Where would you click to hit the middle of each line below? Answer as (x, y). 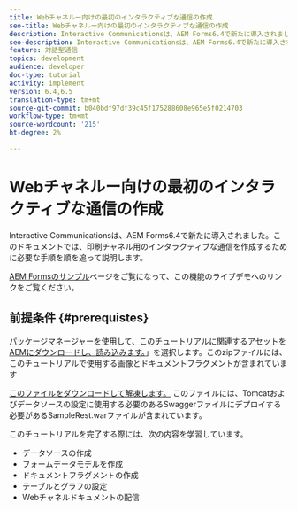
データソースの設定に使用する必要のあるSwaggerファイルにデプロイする (149, 404)
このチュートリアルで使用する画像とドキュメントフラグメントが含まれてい (145, 363)
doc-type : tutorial (45, 75)
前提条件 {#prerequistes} (79, 318)
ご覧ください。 (52, 287)
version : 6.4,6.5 (41, 91)
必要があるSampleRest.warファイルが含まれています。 (108, 415)
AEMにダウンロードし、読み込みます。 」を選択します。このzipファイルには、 (148, 352)
